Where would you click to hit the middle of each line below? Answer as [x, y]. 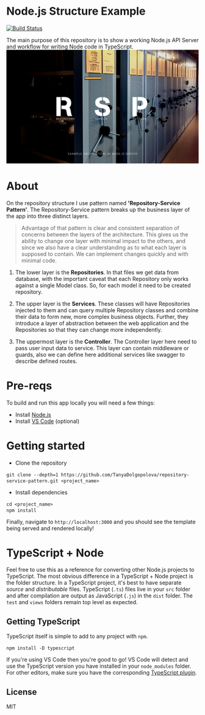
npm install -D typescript [41, 648]
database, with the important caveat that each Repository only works [102, 279]
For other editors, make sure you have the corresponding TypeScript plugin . [102, 673]
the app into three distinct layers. [48, 216]
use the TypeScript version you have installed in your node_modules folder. [99, 666]
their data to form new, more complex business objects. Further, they [102, 316]
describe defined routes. [46, 361]
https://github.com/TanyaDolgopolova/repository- [125, 475]
